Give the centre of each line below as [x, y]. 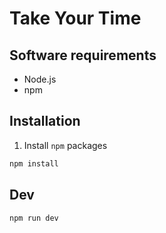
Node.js [40, 79]
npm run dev [34, 218]
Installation [45, 121]
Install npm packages [65, 145]
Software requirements [83, 55]
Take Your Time [75, 18]
